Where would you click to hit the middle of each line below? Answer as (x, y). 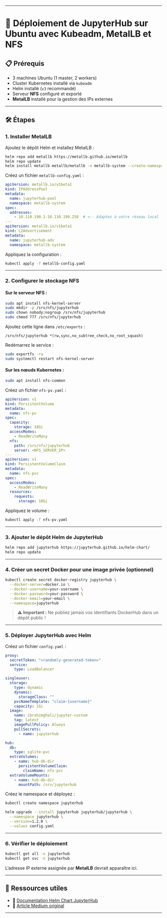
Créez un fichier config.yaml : (36, 646)
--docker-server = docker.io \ (40, 585)
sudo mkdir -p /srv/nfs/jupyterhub (42, 308)
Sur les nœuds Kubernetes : (35, 370)
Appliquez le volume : (27, 511)
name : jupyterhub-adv (32, 240)
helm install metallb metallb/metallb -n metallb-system (65, 166)
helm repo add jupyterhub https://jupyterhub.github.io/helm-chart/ (78, 548)
